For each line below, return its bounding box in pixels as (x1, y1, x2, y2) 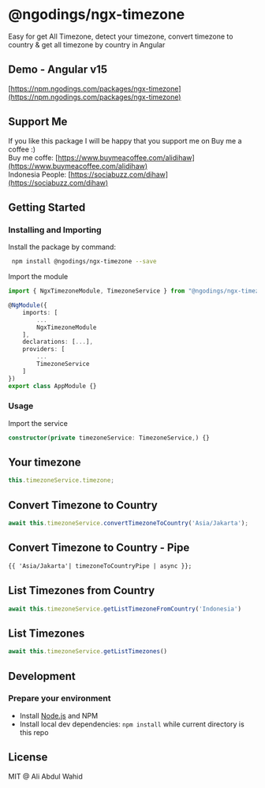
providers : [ (22, 345, 65, 353)
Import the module (8, 272, 69, 282)
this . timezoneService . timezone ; (8, 476, 114, 484)
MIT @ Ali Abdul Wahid (8, 771, 83, 781)
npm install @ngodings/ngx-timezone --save (11, 258, 157, 266)
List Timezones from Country (8, 584, 155, 597)
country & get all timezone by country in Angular (8, 39, 166, 49)
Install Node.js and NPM (19, 711, 99, 720)
